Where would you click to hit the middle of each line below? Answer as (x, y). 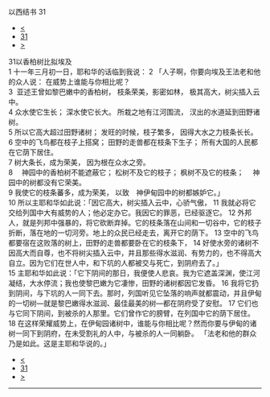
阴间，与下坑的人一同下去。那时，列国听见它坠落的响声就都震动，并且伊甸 (138, 293)
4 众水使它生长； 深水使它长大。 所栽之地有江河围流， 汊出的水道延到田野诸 (134, 112)
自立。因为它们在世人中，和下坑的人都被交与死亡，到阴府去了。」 (116, 263)
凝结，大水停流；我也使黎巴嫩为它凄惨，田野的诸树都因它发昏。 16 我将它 (130, 283)
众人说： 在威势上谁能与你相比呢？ (72, 82)
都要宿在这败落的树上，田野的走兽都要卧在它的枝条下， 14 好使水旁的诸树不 (134, 243)
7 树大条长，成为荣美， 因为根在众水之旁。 (79, 162)
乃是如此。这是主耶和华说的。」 (59, 343)
